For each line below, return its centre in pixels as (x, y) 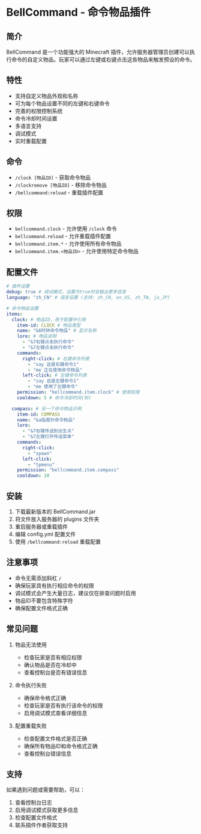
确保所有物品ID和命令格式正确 (61, 746)
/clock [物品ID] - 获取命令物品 (53, 177)
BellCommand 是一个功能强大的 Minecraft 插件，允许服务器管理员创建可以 (98, 52)
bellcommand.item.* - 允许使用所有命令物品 (68, 244)
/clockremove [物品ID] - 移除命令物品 (61, 185)
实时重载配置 (31, 141)
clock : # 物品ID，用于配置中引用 (49, 319)
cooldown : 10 (33, 476)
